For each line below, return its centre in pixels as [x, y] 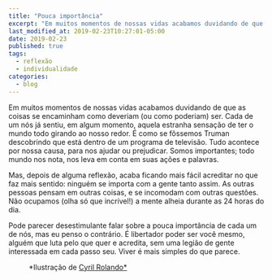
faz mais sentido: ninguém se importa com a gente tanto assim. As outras [131, 183]
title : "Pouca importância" [56, 16]
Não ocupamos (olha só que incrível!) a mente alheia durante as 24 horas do [136, 201]
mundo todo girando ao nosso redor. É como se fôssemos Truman [119, 133]
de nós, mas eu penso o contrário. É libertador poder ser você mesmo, [127, 234]
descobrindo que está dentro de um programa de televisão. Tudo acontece [134, 142]
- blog [27, 84]
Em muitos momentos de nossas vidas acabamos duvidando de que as [127, 107]
